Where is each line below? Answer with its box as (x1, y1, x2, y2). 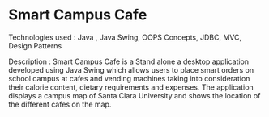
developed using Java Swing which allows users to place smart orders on (8, 65, 254, 74)
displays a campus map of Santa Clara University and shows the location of (8, 90, 261, 100)
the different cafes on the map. (8, 99, 112, 109)
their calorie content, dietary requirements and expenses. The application (8, 82, 254, 92)
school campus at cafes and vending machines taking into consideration (8, 73, 250, 83)
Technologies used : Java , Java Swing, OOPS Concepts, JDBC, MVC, (8, 32, 241, 42)
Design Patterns (8, 40, 62, 50)
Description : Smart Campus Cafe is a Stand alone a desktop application (8, 56, 250, 66)
